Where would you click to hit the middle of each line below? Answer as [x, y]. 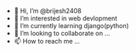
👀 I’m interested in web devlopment [66, 18]
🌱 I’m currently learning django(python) [72, 26]
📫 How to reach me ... [47, 41]
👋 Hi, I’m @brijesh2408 [47, 11]
